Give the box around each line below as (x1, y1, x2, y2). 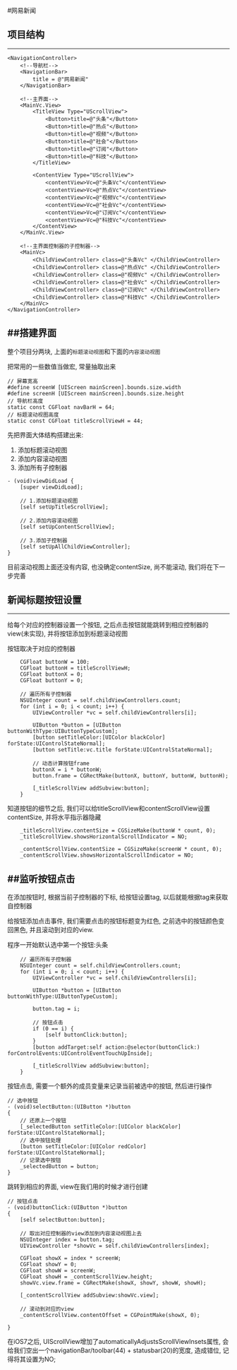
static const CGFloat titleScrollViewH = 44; (7, 417, 143, 424)
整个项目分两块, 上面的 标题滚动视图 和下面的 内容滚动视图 (7, 347, 161, 355)
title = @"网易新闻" (32, 76, 89, 83)
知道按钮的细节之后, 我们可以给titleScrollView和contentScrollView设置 (7, 804, 210, 813)
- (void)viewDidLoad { (7, 477, 74, 484)
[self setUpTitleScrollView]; (20, 504, 109, 511)
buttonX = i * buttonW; (32, 766, 102, 773)
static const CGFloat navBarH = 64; (7, 403, 115, 411)
